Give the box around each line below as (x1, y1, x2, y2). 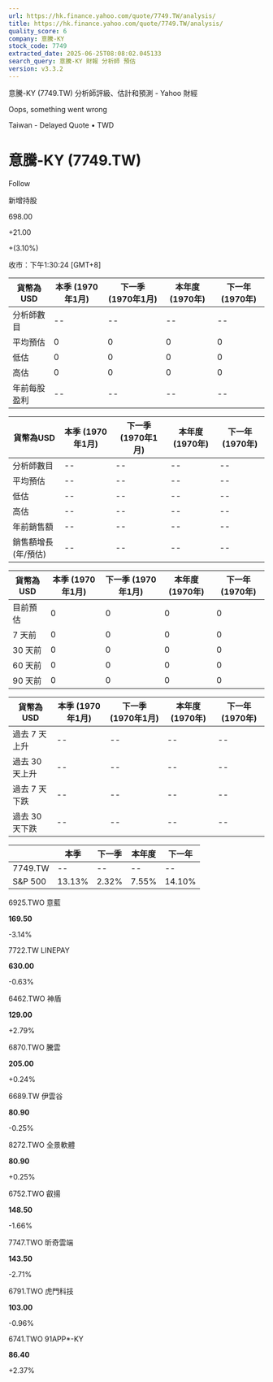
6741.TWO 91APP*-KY (8, 1334, 84, 1344)
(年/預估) (12, 548, 47, 559)
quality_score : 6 (8, 27, 67, 35)
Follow (8, 178, 31, 188)
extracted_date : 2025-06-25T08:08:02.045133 (8, 50, 162, 58)
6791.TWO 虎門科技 (8, 1286, 74, 1296)
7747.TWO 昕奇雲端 (8, 1237, 74, 1247)
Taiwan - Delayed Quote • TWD (8, 120, 115, 130)
